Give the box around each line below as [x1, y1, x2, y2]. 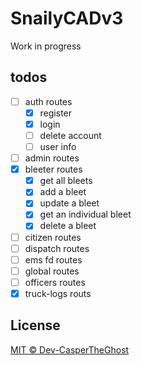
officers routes [24, 276, 86, 288]
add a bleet [39, 186, 87, 198]
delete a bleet [39, 220, 97, 232]
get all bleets [39, 175, 93, 187]
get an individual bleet [39, 208, 132, 221]
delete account [39, 129, 102, 141]
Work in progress [10, 40, 82, 52]
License [10, 317, 61, 334]
